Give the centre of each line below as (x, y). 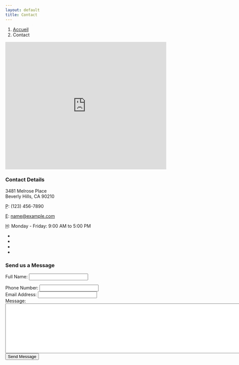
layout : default (22, 10)
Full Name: (17, 277)
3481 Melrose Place (26, 191)
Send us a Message (30, 265)
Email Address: (21, 295)
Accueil (21, 29)
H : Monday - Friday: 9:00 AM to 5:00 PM (48, 226)
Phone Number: (22, 288)
